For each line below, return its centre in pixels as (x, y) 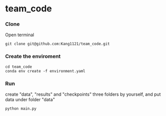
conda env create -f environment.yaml (45, 71)
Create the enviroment (33, 57)
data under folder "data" (30, 100)
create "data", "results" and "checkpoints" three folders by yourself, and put (83, 94)
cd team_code (19, 67)
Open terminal (20, 35)
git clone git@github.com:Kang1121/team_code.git (58, 44)
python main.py (21, 109)
